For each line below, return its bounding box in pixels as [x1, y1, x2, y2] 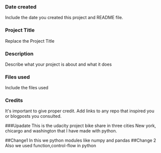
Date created [5, 3, 37, 10]
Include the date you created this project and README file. [5, 15, 123, 21]
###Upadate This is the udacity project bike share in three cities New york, [5, 123, 156, 128]
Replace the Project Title [5, 38, 55, 44]
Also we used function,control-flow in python [5, 143, 96, 149]
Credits [5, 97, 23, 104]
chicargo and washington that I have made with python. [5, 128, 117, 134]
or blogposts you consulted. [5, 113, 62, 119]
